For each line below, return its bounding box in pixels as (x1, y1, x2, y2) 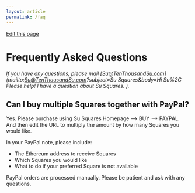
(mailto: (6, 76, 25, 83)
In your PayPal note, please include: (6, 139, 92, 146)
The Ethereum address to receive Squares (14, 150, 116, 157)
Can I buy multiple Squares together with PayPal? (6, 99, 190, 109)
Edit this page (6, 30, 39, 37)
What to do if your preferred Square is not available (14, 162, 138, 170)
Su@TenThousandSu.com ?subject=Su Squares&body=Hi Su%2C (24, 76, 182, 83)
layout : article (6, 8, 46, 15)
